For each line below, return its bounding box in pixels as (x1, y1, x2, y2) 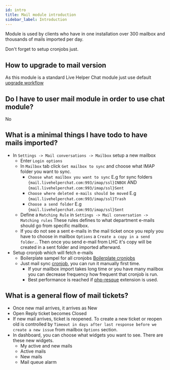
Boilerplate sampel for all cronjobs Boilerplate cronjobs (20, 255, 135, 261)
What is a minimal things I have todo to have (5, 131, 148, 139)
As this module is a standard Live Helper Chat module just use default (5, 74, 152, 80)
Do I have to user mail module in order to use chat (5, 95, 165, 103)
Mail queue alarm (20, 359, 57, 365)
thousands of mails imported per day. (5, 36, 84, 42)
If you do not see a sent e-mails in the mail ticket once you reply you (20, 227, 164, 234)
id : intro (5, 7, 26, 13)
